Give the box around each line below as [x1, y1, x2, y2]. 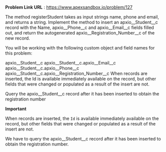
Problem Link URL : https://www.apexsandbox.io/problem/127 [5, 4, 132, 10]
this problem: [5, 50, 32, 56]
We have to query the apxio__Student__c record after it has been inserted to [5, 136, 161, 141]
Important [5, 106, 26, 111]
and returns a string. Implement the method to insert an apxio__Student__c [5, 19, 158, 25]
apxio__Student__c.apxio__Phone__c [5, 65, 79, 71]
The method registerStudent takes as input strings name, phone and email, [5, 14, 159, 19]
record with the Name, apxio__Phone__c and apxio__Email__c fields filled [5, 24, 154, 30]
